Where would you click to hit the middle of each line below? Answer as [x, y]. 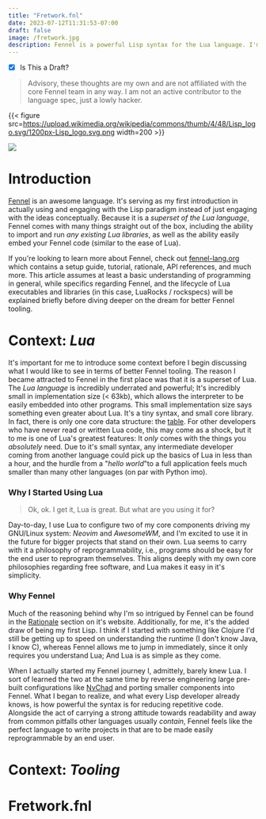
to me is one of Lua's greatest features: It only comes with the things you [127, 438]
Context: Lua [52, 341]
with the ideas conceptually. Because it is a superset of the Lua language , [129, 218]
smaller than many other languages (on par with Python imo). [108, 472]
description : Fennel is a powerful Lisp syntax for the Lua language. [127, 45]
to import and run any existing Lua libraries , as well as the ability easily [124, 235]
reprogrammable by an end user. [61, 737]
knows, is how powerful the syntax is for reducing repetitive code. [116, 704]
